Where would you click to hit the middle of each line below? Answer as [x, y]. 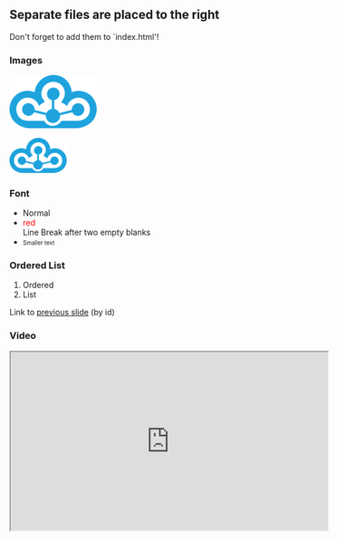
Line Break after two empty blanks [87, 232]
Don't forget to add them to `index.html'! [84, 36]
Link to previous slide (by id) [62, 313]
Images [26, 60]
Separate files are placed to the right [115, 15]
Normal [36, 213]
